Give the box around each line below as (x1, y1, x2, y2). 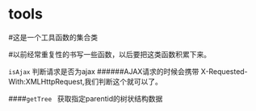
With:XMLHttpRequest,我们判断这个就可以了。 (8, 76, 163, 86)
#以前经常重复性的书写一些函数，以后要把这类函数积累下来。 (8, 49, 212, 59)
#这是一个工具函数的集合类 (8, 32, 99, 42)
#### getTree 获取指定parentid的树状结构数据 (8, 93, 163, 103)
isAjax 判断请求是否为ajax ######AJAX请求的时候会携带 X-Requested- (8, 66, 248, 76)
